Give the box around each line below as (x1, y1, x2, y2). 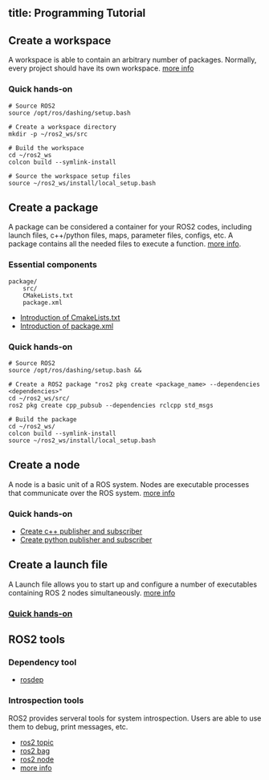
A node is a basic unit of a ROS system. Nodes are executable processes (8, 479, 250, 489)
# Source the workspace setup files (8, 172, 131, 180)
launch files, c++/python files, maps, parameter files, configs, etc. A (8, 230, 234, 240)
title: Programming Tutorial (8, 6, 146, 20)
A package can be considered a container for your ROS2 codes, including (8, 222, 252, 232)
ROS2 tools (8, 633, 66, 647)
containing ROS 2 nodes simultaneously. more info (8, 587, 176, 597)
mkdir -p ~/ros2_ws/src (8, 130, 88, 138)
